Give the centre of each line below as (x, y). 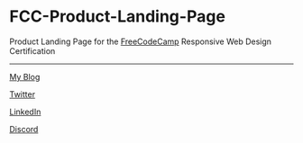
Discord (24, 129)
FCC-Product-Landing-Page (117, 17)
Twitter (23, 94)
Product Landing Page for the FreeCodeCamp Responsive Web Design (141, 41)
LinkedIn (25, 112)
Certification (32, 50)
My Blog (25, 76)
